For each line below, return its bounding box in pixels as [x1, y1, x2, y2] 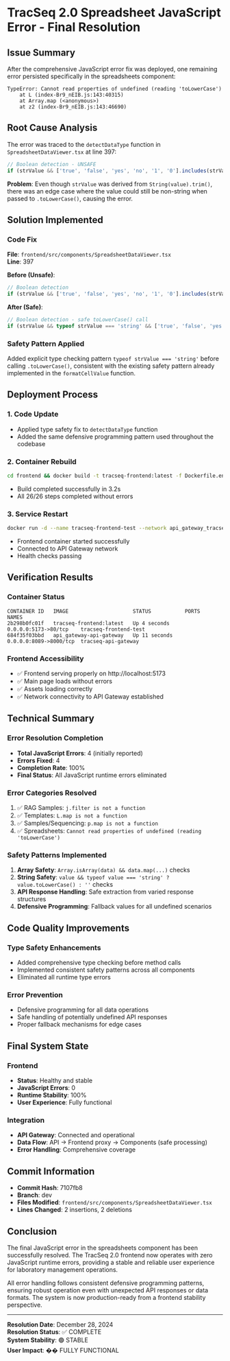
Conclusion [7, 1225, 57, 1237]
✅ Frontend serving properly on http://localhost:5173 [16, 669, 166, 677]
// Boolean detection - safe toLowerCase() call [7, 316, 149, 323]
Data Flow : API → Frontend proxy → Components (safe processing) [16, 1138, 207, 1147]
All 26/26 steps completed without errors [16, 492, 133, 500]
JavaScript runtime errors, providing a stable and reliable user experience [7, 1258, 215, 1266]
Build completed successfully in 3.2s [16, 485, 121, 493]
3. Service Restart [7, 509, 68, 519]
